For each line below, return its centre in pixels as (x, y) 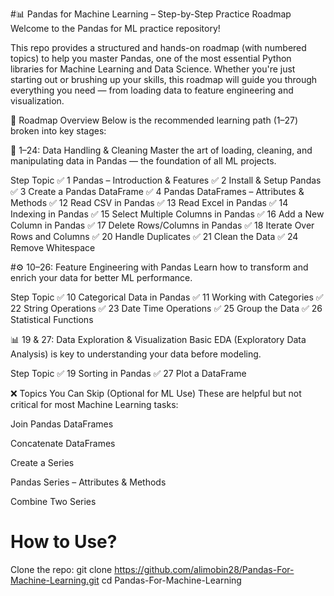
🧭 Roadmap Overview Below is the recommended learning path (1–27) (154, 120)
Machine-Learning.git (55, 580)
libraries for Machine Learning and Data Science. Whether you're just (153, 69)
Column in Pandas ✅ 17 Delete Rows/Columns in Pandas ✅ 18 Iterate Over (162, 225)
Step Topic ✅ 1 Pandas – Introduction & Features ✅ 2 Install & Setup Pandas (166, 180)
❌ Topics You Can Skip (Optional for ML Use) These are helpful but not (156, 393)
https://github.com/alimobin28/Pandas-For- (204, 569)
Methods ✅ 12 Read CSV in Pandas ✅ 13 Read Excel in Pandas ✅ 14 (149, 202)
